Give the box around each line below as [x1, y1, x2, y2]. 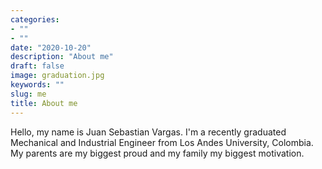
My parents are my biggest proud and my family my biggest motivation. [10, 147, 305, 159]
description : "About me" [10, 52, 114, 62]
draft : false [10, 61, 65, 71]
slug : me [10, 89, 47, 99]
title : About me [10, 98, 78, 108]
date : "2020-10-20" [10, 42, 92, 53]
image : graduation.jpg [10, 71, 105, 81]
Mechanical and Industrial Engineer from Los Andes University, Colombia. [10, 136, 314, 148]
